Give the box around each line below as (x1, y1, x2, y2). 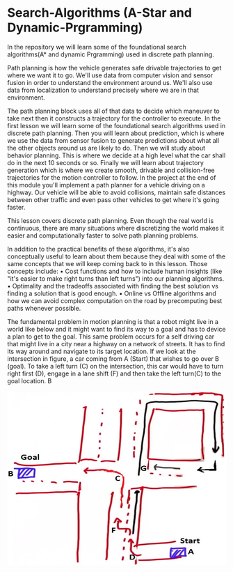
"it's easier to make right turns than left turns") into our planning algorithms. (7, 274, 225, 283)
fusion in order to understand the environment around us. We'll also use (7, 78, 213, 86)
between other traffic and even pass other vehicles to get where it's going (7, 195, 220, 203)
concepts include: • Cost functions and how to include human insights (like (7, 267, 223, 275)
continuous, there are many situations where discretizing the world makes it (7, 224, 225, 232)
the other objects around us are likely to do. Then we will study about (7, 144, 206, 152)
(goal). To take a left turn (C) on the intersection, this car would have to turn (7, 362, 224, 370)
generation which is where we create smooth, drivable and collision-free (7, 166, 216, 174)
